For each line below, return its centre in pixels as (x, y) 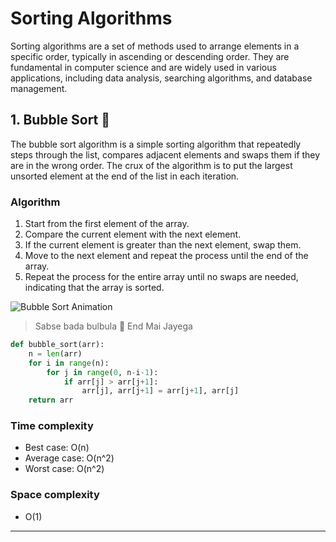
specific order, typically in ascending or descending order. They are (150, 56)
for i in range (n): (69, 363)
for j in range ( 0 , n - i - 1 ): (102, 372)
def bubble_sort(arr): (57, 345)
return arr (51, 400)
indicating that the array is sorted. (94, 288)
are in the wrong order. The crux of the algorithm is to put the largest (151, 165)
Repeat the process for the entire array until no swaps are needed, (161, 277)
